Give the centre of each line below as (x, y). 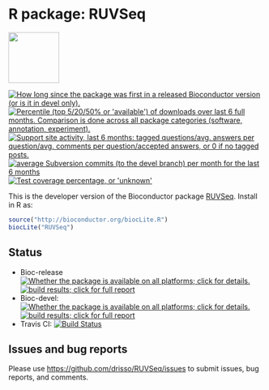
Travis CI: (36, 324)
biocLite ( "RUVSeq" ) (41, 227)
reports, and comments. (49, 377)
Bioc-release (41, 272)
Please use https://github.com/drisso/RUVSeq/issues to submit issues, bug (134, 369)
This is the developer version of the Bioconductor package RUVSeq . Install (133, 196)
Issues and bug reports (68, 349)
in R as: (21, 204)
